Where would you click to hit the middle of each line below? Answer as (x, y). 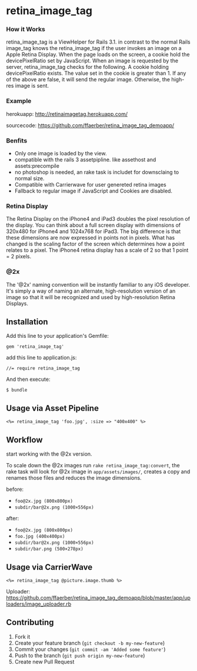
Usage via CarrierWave (49, 567)
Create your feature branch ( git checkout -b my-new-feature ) (90, 643)
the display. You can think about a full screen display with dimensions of (94, 225)
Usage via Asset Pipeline (52, 408)
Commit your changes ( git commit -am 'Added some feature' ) (90, 649)
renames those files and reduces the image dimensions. (74, 478)
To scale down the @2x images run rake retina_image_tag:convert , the (93, 466)
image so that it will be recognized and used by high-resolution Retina (91, 297)
